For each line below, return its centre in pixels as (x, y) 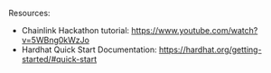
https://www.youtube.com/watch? (195, 30)
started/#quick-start (59, 59)
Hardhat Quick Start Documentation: (89, 50)
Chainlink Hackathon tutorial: (75, 30)
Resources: (29, 13)
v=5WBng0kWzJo (55, 40)
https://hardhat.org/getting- (210, 50)
